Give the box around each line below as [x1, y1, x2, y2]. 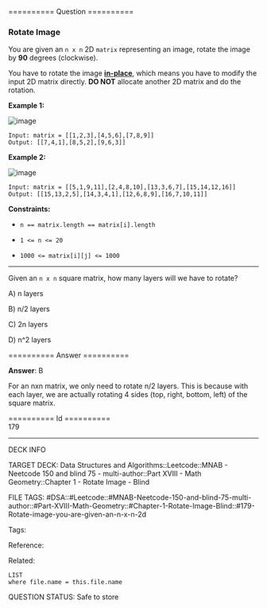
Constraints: [8, 205, 51, 214]
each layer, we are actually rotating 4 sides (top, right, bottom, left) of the [8, 390, 248, 399]
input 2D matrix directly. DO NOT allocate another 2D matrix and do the [8, 77, 242, 87]
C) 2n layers [8, 320, 48, 329]
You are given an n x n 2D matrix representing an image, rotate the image [8, 45, 250, 54]
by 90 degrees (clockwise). [8, 53, 99, 63]
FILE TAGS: [8, 493, 45, 502]
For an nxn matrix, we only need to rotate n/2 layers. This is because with [8, 381, 249, 391]
